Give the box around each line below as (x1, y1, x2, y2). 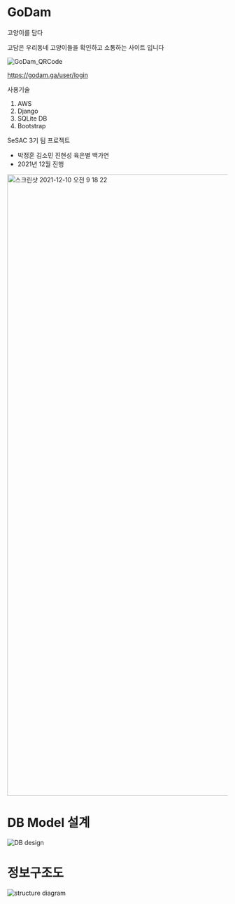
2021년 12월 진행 (17, 159, 64, 168)
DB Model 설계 (7, 815, 90, 831)
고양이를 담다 (7, 28, 43, 36)
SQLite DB (17, 114, 48, 123)
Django (17, 107, 38, 115)
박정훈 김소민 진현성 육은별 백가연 (17, 151, 110, 159)
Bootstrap (17, 121, 46, 130)
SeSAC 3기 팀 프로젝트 (7, 136, 71, 144)
